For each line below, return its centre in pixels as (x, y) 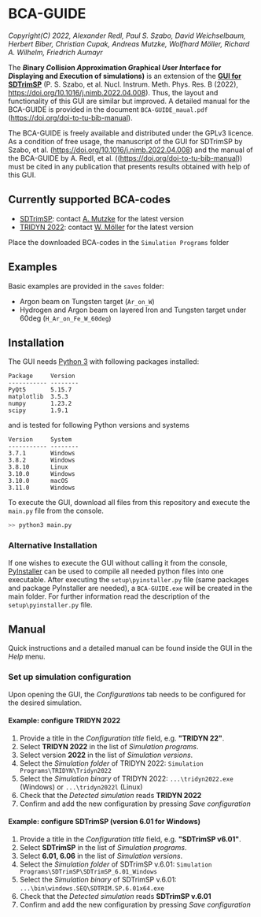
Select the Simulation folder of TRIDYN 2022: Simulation (111, 763)
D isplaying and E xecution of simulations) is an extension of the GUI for (125, 76)
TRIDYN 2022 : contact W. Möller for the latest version (107, 227)
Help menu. (27, 657)
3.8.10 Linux (38, 467)
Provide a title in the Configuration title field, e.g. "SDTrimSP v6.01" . (130, 839)
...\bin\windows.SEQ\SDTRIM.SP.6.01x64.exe (92, 889)
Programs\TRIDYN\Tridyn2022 (65, 770)
